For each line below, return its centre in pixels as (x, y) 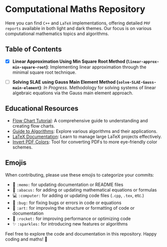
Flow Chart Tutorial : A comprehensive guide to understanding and (80, 120)
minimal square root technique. (44, 72)
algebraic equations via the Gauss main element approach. (73, 93)
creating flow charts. (34, 126)
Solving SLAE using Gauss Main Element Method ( (65, 82)
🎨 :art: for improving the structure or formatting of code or (73, 208)
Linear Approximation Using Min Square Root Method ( (70, 61)
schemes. (22, 147)
